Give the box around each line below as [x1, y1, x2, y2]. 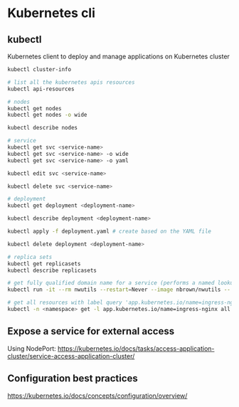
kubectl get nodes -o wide [7, 112, 87, 119]
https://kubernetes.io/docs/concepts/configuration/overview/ [7, 391, 188, 400]
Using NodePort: [7, 344, 57, 353]
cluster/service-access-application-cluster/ [7, 351, 135, 360]
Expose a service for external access [7, 325, 175, 337]
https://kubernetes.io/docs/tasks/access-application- [57, 344, 215, 353]
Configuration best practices [7, 372, 139, 385]
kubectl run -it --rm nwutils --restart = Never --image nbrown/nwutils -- [7, 286, 231, 293]
